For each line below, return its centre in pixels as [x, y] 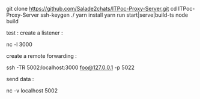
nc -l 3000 [20, 44]
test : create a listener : [35, 33]
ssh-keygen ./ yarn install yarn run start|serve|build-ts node [114, 15]
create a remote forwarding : [41, 56]
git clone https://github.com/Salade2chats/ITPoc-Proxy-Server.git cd [92, 9]
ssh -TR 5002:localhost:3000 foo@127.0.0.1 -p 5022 [71, 67]
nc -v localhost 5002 [32, 91]
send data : [20, 79]
